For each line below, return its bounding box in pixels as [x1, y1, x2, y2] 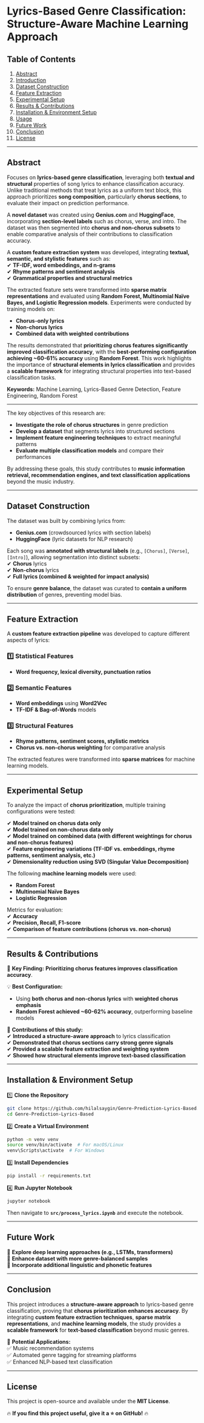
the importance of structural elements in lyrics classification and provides [7, 361, 196, 368]
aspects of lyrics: [7, 637, 50, 644]
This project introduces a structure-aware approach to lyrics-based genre [7, 1300, 194, 1308]
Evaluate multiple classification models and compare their [15, 447, 164, 454]
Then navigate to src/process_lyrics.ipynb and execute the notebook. [7, 1209, 184, 1216]
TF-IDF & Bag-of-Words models [15, 706, 96, 714]
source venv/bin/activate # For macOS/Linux [7, 1142, 123, 1148]
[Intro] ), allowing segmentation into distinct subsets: [7, 553, 140, 560]
